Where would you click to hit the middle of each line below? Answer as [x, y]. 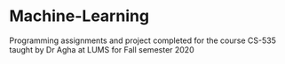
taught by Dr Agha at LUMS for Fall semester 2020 [102, 49]
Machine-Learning [79, 16]
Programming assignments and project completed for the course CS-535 [143, 40]
